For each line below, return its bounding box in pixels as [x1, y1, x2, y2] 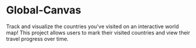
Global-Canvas [6, 4, 81, 17]
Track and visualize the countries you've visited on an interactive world [6, 23, 179, 30]
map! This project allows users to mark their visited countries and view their [6, 29, 191, 36]
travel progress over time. [6, 35, 69, 42]
